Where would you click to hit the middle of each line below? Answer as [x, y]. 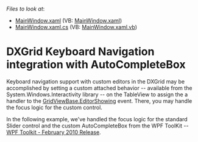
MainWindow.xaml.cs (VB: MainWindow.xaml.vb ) [76, 27]
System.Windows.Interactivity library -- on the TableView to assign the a [97, 94]
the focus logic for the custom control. [54, 107]
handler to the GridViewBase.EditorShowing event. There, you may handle [99, 101]
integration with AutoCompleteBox [96, 65]
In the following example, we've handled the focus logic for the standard [97, 119]
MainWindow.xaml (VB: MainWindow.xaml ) [69, 20]
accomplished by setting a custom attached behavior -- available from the [99, 88]
